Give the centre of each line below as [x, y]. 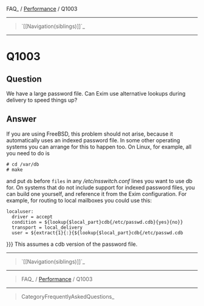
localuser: [20, 211]
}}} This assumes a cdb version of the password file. [72, 244]
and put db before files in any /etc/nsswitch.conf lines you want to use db [100, 181]
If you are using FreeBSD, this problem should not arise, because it [90, 134]
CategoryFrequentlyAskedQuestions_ [68, 296]
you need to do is [28, 153]
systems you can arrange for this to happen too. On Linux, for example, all [99, 147]
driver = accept [32, 217]
